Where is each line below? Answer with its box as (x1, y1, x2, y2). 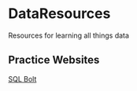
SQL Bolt (8, 74, 37, 83)
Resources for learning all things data (8, 31, 130, 40)
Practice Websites (8, 53, 100, 67)
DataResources (8, 5, 111, 23)
